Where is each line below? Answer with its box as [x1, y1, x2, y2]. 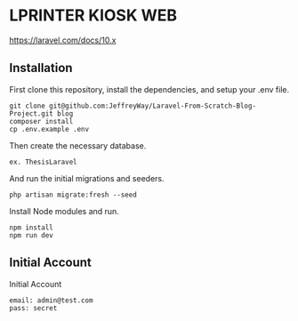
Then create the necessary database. [9, 140, 147, 151]
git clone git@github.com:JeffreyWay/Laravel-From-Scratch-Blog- [9, 101, 256, 110]
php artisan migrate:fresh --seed [9, 190, 138, 199]
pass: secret [9, 303, 58, 312]
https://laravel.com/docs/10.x [9, 35, 117, 45]
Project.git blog [9, 108, 74, 118]
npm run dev [9, 230, 53, 240]
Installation [9, 60, 73, 76]
